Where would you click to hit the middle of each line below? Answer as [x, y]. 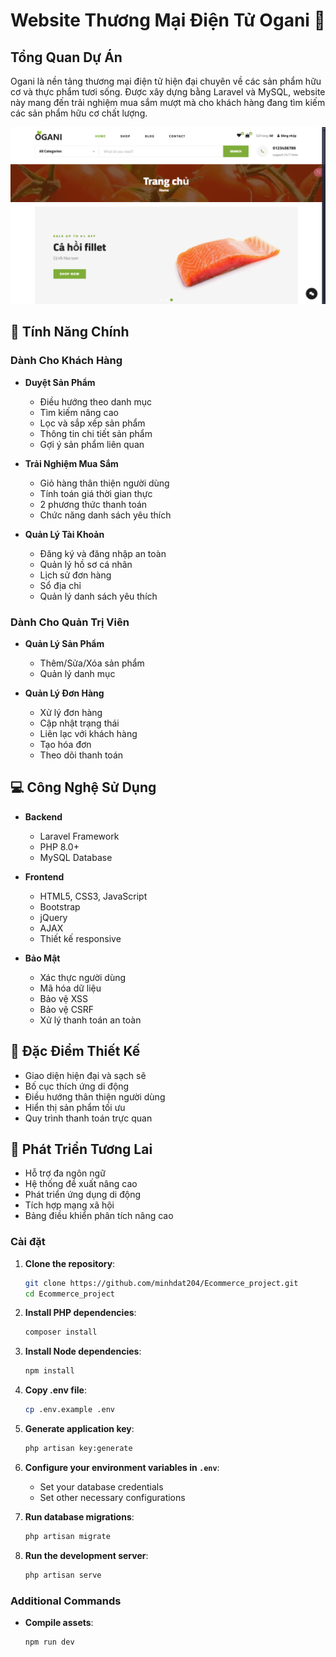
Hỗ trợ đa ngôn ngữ [65, 1173]
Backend [43, 816]
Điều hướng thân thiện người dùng [95, 1096]
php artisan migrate [67, 1536]
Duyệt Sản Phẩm [60, 382]
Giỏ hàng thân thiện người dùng [104, 483]
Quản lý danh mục [77, 673]
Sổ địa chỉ [60, 585]
